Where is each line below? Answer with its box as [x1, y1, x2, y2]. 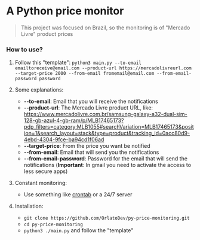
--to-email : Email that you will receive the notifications [23, 98, 158, 105]
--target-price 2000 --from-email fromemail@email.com [14, 71, 155, 77]
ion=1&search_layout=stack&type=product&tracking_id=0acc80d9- [23, 130, 190, 137]
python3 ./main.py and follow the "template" [23, 227, 134, 234]
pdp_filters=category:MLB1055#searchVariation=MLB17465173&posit [23, 123, 194, 130]
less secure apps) [23, 168, 68, 175]
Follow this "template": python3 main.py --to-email [14, 59, 142, 66]
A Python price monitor [6, 4, 124, 18]
